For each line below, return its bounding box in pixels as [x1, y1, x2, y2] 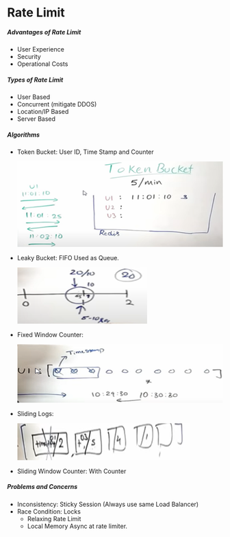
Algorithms [7, 130, 40, 139]
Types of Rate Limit [7, 76, 64, 84]
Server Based [16, 115, 56, 123]
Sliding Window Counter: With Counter [16, 467, 127, 475]
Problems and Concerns [7, 483, 78, 491]
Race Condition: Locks [16, 507, 81, 516]
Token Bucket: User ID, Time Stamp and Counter [16, 148, 154, 156]
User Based [16, 93, 51, 101]
